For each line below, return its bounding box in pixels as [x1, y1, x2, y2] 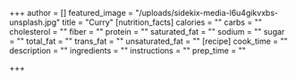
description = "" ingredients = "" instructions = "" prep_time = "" [9, 45, 246, 56]
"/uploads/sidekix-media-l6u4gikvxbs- [135, 8, 279, 18]
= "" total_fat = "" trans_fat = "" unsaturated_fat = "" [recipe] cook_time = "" [9, 36, 288, 46]
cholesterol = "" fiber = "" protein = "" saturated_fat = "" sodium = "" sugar [9, 27, 285, 36]
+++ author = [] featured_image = [9, 8, 134, 18]
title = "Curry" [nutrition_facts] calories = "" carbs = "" [62, 17, 262, 28]
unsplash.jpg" [9, 17, 61, 28]
